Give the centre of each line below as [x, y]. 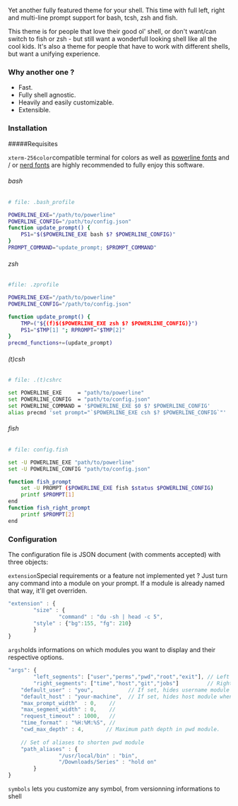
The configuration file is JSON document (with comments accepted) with [114, 554]
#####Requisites [33, 143]
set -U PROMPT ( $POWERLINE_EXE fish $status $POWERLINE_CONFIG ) [117, 488]
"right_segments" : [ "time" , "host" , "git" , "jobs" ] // [124, 683]
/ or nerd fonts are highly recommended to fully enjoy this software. [106, 164]
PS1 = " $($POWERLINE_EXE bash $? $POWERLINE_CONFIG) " [98, 235]
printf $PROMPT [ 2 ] [48, 515]
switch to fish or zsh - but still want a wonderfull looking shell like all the [113, 39]
